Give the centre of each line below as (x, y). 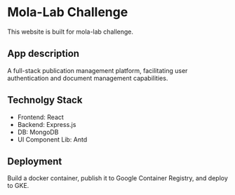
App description (43, 54)
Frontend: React (41, 117)
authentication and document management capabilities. (88, 78)
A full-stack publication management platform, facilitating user (98, 70)
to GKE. (18, 186)
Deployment (35, 161)
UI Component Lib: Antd (52, 139)
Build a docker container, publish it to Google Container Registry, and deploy (117, 178)
